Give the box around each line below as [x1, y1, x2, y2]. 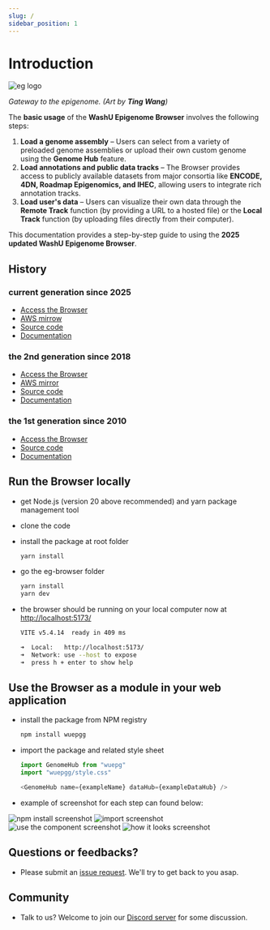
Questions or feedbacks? [8, 846, 139, 859]
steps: [8, 121, 29, 131]
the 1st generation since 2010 [8, 415, 127, 426]
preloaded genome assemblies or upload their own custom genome [19, 145, 247, 155]
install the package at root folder [19, 536, 130, 546]
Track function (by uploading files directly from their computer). [19, 214, 234, 224]
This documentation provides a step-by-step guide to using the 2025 [8, 230, 240, 240]
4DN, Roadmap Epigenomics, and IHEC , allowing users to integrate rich [19, 180, 262, 190]
